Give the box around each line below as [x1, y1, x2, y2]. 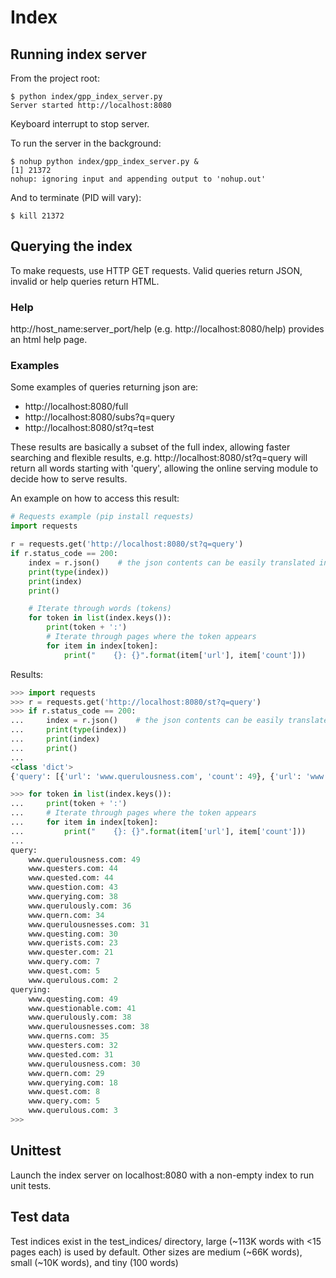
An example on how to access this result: [10, 492, 180, 505]
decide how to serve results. [10, 473, 128, 485]
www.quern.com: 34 [28, 910, 105, 920]
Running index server [10, 46, 147, 63]
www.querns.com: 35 [28, 1031, 110, 1041]
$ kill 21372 [10, 211, 65, 221]
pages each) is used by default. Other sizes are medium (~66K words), [10, 1246, 303, 1258]
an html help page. [10, 334, 88, 346]
